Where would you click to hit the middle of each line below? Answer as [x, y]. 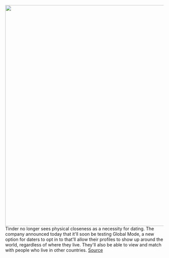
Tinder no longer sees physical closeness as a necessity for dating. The [80, 229]
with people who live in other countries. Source [54, 250]
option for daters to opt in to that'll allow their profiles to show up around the [84, 239]
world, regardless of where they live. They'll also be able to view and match [83, 245]
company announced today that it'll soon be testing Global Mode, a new [80, 234]
